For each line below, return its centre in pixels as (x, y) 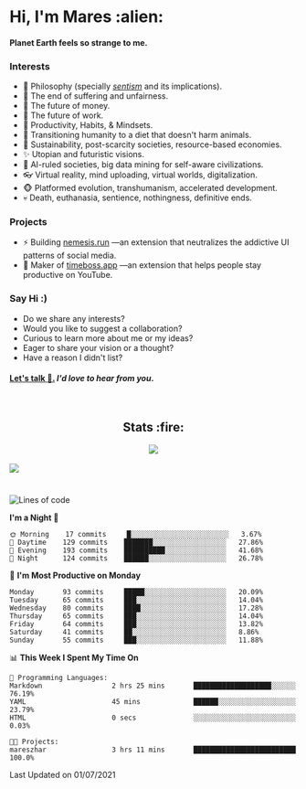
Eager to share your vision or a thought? (98, 347)
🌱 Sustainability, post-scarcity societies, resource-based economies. (152, 144)
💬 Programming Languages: (58, 677)
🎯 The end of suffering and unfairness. (95, 96)
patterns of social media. (69, 256)
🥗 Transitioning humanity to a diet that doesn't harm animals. (137, 135)
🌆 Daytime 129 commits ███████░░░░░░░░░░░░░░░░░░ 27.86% (136, 542)
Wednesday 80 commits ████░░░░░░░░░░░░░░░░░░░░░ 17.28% (136, 608)
